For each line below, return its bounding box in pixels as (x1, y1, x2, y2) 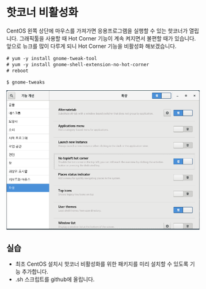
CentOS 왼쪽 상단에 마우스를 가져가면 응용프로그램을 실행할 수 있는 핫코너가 (6, 27, 188, 34)
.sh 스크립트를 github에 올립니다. (15, 276, 95, 283)
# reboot (6, 67, 29, 74)
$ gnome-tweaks (6, 79, 45, 85)
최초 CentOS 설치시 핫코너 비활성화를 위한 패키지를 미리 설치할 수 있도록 (15, 260, 189, 268)
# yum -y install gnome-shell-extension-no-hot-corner (6, 61, 150, 67)
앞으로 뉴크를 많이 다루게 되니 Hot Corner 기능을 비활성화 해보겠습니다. (6, 42, 177, 50)
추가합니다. (21, 268, 49, 276)
